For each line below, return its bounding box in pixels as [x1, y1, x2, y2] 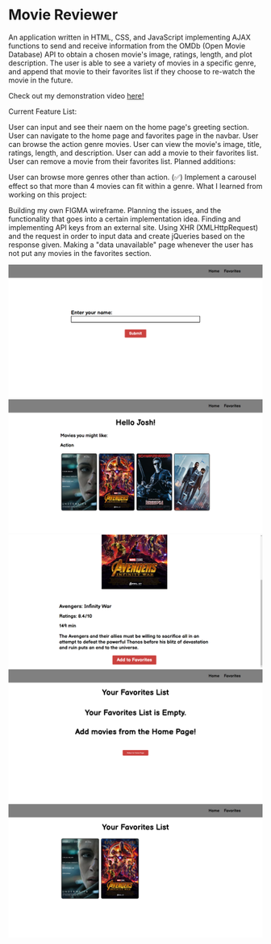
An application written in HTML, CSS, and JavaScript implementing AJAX [8, 32, 252, 42]
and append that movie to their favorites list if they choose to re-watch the [8, 66, 256, 76]
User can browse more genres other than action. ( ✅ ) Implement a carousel [8, 172, 256, 182]
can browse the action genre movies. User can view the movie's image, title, [8, 139, 262, 149]
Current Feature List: [8, 107, 77, 116]
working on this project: [8, 190, 87, 199]
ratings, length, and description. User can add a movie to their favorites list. [8, 148, 259, 157]
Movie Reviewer [8, 6, 119, 24]
